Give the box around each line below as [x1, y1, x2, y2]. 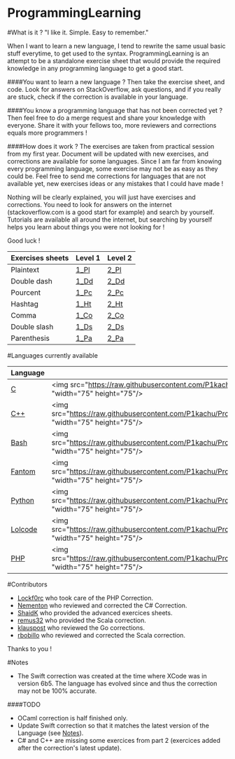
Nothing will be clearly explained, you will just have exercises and [7, 193, 196, 201]
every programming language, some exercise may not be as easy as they [7, 164, 218, 173]
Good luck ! [7, 236, 41, 245]
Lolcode [10, 524, 38, 534]
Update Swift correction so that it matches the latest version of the [17, 721, 210, 730]
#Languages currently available [7, 351, 98, 359]
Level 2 [107, 253, 132, 262]
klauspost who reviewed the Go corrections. [17, 623, 145, 632]
